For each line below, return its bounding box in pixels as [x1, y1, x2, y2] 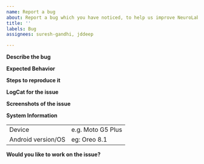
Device [9, 125, 29, 134]
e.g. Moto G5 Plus [71, 125, 123, 134]
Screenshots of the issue [6, 100, 71, 108]
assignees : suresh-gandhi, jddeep [6, 31, 94, 38]
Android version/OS [9, 136, 66, 144]
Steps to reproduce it [6, 77, 61, 84]
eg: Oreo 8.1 [71, 136, 107, 144]
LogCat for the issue [6, 88, 59, 96]
